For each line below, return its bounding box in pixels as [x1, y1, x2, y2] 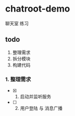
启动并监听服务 [20, 94, 51, 100]
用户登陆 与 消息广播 [20, 105, 63, 111]
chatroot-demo [5, 3, 70, 15]
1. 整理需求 [5, 76, 31, 83]
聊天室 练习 [5, 20, 29, 26]
